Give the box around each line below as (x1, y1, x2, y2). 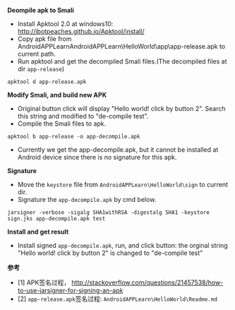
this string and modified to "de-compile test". (17, 112, 149, 120)
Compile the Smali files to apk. (17, 119, 107, 128)
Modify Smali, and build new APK (7, 91, 107, 99)
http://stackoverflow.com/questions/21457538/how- (71, 278, 224, 287)
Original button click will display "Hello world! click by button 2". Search (17, 105, 226, 112)
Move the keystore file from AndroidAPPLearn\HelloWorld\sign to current (17, 180, 228, 189)
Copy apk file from (17, 35, 72, 43)
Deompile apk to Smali (7, 6, 74, 14)
